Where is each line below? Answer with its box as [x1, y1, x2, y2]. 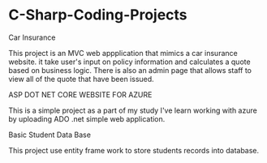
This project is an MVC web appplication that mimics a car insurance [8, 48, 238, 58]
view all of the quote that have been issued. [8, 74, 154, 84]
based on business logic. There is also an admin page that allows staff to [8, 65, 252, 75]
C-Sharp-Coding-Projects [8, 6, 188, 24]
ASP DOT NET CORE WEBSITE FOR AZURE [8, 89, 153, 99]
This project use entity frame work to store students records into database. [8, 145, 260, 155]
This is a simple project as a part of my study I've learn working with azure [8, 105, 257, 115]
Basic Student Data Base [8, 130, 92, 139]
